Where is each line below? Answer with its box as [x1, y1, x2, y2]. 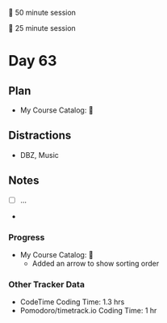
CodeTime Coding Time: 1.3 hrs [19, 297, 125, 307]
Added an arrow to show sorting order [31, 258, 160, 268]
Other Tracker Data [8, 278, 85, 290]
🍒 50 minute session [8, 8, 77, 17]
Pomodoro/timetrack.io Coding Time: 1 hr [19, 306, 157, 316]
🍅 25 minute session [8, 23, 77, 32]
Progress [8, 232, 45, 243]
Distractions [8, 129, 72, 142]
